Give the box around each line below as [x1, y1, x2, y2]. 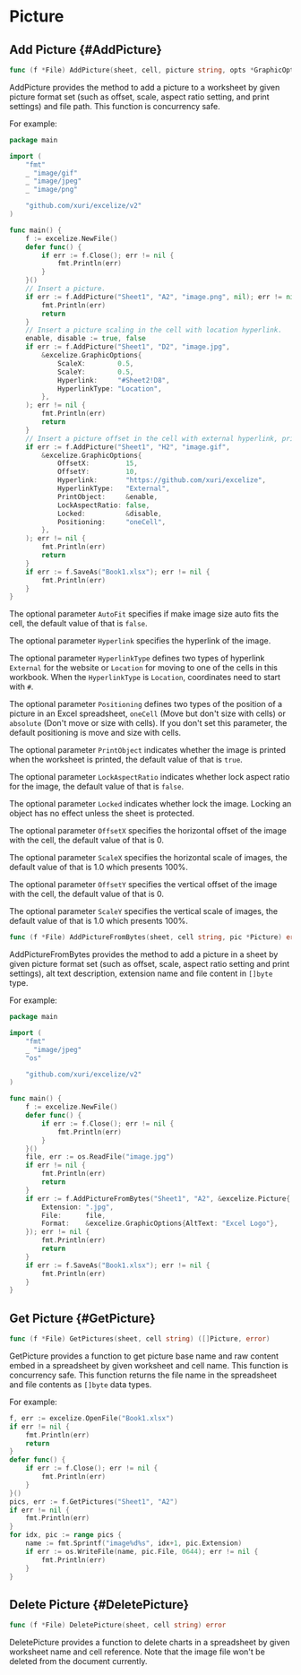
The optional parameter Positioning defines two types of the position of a [9, 699, 283, 710]
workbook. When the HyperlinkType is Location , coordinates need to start [9, 672, 280, 683]
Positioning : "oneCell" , [56, 517, 167, 526]
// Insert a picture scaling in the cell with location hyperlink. [25, 325, 282, 335]
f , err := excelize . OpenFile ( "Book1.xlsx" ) [9, 1413, 175, 1422]
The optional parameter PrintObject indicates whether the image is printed [9, 745, 287, 755]
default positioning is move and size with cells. [9, 728, 182, 738]
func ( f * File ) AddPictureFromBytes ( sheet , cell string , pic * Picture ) [9, 933, 282, 942]
